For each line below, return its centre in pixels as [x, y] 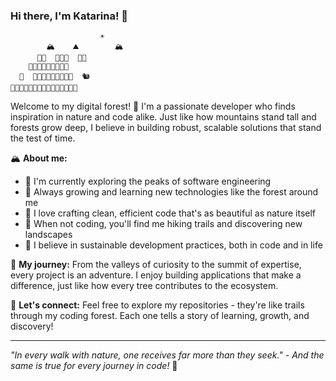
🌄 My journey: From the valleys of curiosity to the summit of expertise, [156, 265]
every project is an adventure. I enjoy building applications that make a [156, 275]
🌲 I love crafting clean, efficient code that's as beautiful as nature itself [170, 213]
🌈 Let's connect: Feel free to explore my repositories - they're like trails [157, 305]
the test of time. [43, 138]
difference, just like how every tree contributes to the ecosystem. [144, 286]
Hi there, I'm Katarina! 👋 [69, 16]
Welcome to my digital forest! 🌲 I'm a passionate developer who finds [153, 106]
